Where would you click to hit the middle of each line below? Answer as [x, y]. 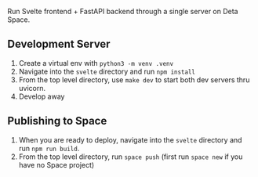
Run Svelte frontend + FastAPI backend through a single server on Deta [123, 11]
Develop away [42, 96]
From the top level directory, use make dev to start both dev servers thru [134, 79]
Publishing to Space [57, 121]
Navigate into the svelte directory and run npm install [107, 71]
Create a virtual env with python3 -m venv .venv [96, 63]
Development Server [59, 44]
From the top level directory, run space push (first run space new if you [131, 157]
